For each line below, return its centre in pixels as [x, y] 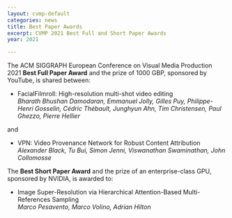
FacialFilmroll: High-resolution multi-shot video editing [95, 94]
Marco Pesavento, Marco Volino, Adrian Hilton [84, 207]
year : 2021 [23, 40]
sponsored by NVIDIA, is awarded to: [60, 179]
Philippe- [200, 101]
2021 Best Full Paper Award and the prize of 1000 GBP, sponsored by [107, 73]
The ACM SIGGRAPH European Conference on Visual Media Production [110, 65]
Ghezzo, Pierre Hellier [48, 116]
